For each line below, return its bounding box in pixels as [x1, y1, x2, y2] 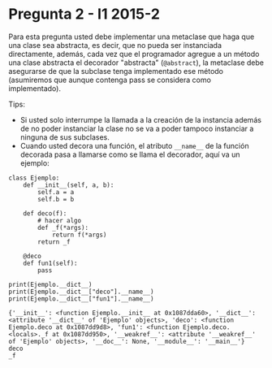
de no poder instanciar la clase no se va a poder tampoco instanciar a [19, 123, 254, 133]
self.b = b [37, 195, 75, 203]
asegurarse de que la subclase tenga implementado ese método [8, 66, 223, 76]
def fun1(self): [23, 259, 79, 267]
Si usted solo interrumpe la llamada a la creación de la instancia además [19, 115, 262, 124]
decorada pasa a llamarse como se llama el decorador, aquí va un [19, 149, 240, 159]
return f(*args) [51, 231, 107, 239]
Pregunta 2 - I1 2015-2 [8, 5, 161, 24]
